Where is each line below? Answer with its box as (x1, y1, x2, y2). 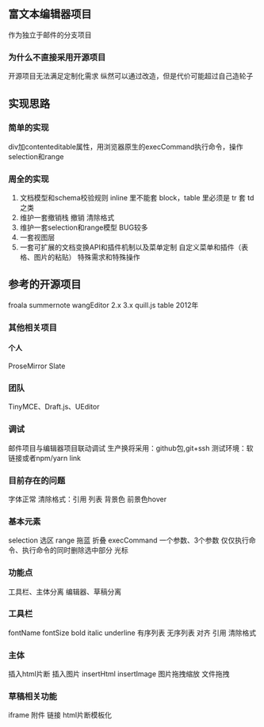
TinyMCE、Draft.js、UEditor (8, 402, 100, 412)
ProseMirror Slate (8, 361, 66, 371)
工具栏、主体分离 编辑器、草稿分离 (8, 587, 121, 596)
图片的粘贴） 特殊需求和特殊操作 (33, 253, 140, 262)
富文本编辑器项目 (8, 7, 92, 21)
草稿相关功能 (8, 691, 58, 702)
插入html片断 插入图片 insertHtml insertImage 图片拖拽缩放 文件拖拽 (8, 669, 230, 679)
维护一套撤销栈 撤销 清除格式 (19, 213, 115, 223)
